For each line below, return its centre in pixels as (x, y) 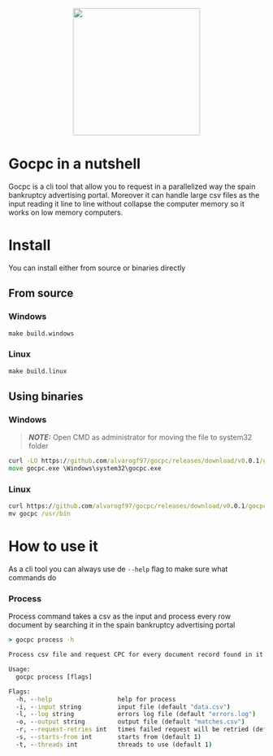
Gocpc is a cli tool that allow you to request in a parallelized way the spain (132, 186)
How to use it (54, 546)
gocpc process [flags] (54, 677)
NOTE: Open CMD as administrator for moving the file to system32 (140, 437)
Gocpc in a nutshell (74, 164)
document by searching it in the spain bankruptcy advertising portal (122, 625)
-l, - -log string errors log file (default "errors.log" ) (136, 714)
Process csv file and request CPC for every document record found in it (136, 655)
